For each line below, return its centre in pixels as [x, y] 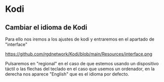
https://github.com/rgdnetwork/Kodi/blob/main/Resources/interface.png [79, 54]
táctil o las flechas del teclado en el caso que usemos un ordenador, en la [80, 69]
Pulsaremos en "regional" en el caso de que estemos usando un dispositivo [82, 63]
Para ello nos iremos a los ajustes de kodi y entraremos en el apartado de [80, 39]
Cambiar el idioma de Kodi [46, 27]
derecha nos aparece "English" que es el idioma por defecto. [67, 74]
